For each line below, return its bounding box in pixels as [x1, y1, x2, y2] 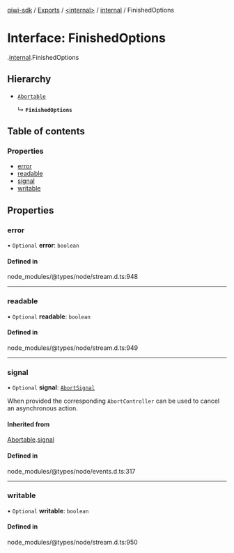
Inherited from [7, 420, 50, 428]
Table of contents [7, 125, 85, 138]
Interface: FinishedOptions [7, 31, 166, 46]
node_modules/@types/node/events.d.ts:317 [7, 467, 136, 475]
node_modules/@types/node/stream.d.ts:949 [7, 344, 138, 352]
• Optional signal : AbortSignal [7, 383, 95, 392]
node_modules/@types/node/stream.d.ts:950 [7, 538, 138, 547]
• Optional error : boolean [7, 241, 79, 250]
